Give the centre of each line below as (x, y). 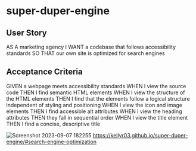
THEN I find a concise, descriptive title (53, 124)
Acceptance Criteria (44, 72)
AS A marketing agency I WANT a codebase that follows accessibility (91, 47)
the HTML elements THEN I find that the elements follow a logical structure (98, 98)
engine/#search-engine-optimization (52, 142)
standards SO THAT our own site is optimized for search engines (85, 53)
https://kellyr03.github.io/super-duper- (140, 135)
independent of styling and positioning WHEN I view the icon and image (94, 105)
